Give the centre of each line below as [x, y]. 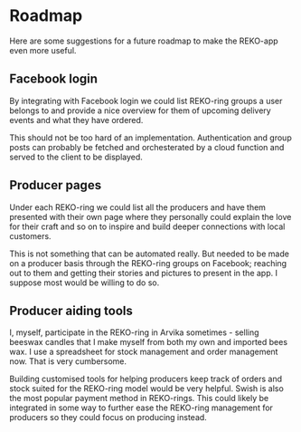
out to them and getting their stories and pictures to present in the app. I [144, 273]
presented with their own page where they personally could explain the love [150, 216]
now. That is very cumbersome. [68, 361]
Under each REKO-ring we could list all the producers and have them [138, 207]
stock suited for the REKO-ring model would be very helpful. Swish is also [147, 389]
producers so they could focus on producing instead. [108, 418]
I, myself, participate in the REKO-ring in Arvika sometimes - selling [134, 332]
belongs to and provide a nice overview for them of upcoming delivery [140, 110]
